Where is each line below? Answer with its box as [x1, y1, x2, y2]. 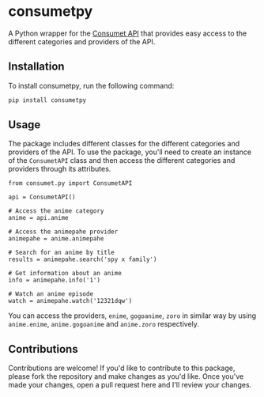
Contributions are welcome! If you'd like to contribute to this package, [8, 363, 236, 373]
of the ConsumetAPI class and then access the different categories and [8, 156, 236, 165]
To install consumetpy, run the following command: [8, 81, 175, 90]
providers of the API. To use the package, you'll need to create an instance [8, 147, 251, 157]
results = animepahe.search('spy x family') [8, 255, 157, 263]
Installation [8, 60, 65, 74]
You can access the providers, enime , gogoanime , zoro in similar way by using [8, 311, 257, 320]
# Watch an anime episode [8, 290, 93, 298]
